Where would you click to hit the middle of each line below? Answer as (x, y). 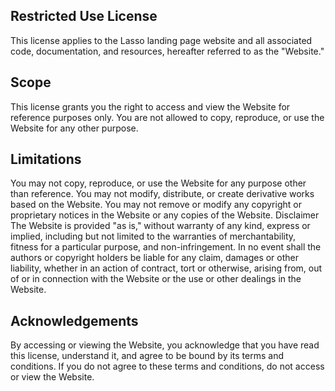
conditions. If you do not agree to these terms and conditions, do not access (167, 366)
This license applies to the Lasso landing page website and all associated (161, 40)
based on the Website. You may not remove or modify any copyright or (156, 205)
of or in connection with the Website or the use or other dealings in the (156, 279)
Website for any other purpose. (74, 128)
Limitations (46, 159)
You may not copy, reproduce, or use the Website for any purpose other (158, 183)
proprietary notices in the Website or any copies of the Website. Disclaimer (165, 215)
